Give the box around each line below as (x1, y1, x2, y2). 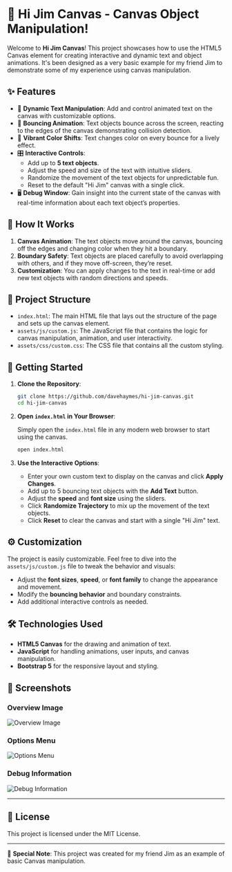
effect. (17, 141, 37, 149)
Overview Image (7, 703, 64, 712)
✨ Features (7, 86, 56, 98)
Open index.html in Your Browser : (17, 411, 116, 420)
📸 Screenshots (7, 682, 72, 694)
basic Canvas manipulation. (7, 857, 86, 865)
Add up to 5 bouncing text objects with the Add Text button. (27, 487, 199, 495)
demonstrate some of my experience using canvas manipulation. (7, 66, 191, 74)
